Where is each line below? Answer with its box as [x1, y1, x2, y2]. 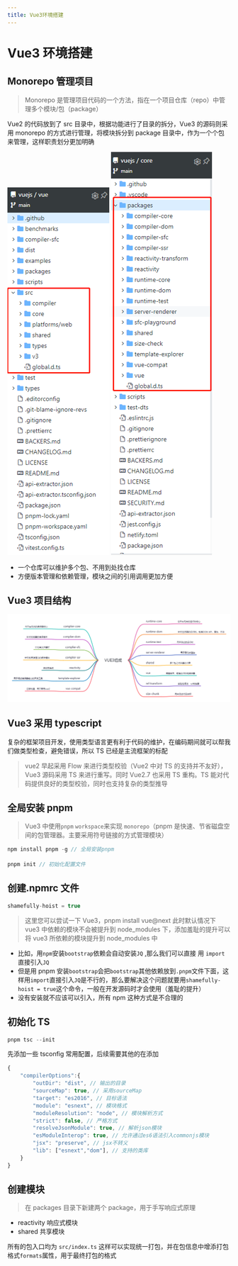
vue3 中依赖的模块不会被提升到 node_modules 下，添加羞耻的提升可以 [24, 925, 231, 934]
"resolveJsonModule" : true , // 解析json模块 [33, 1124, 162, 1132]
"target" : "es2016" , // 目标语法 [33, 1094, 127, 1102]
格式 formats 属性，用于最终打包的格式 [7, 1251, 117, 1260]
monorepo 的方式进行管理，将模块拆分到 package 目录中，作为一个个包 [15, 128, 225, 137]
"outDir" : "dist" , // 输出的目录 [33, 1080, 126, 1087]
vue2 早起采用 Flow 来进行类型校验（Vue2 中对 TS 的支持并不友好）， [24, 761, 227, 770]
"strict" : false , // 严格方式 [33, 1117, 118, 1124]
